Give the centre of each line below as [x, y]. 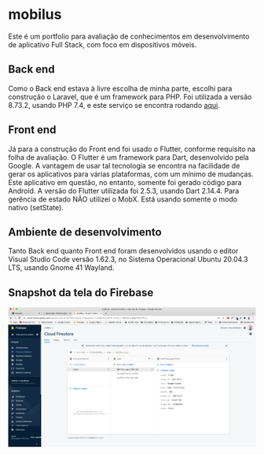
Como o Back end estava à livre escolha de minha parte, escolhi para [120, 88]
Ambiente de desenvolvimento [85, 232]
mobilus [35, 15]
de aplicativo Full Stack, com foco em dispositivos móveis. [103, 44]
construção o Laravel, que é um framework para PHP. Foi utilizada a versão [130, 97]
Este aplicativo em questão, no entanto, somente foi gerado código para [125, 182]
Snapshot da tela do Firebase [81, 292]
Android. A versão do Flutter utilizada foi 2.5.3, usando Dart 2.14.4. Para [124, 191]
